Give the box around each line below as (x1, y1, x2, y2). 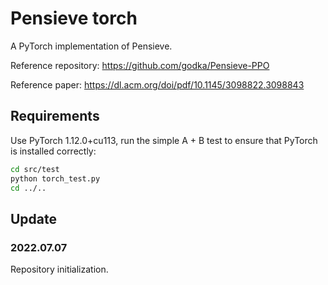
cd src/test (10, 164, 60, 174)
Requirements (10, 108, 100, 125)
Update (10, 210, 58, 227)
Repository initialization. (10, 263, 109, 276)
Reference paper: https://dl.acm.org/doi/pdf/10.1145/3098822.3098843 (10, 78, 305, 91)
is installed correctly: (10, 145, 97, 157)
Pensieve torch (10, 7, 138, 30)
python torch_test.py (10, 173, 101, 184)
